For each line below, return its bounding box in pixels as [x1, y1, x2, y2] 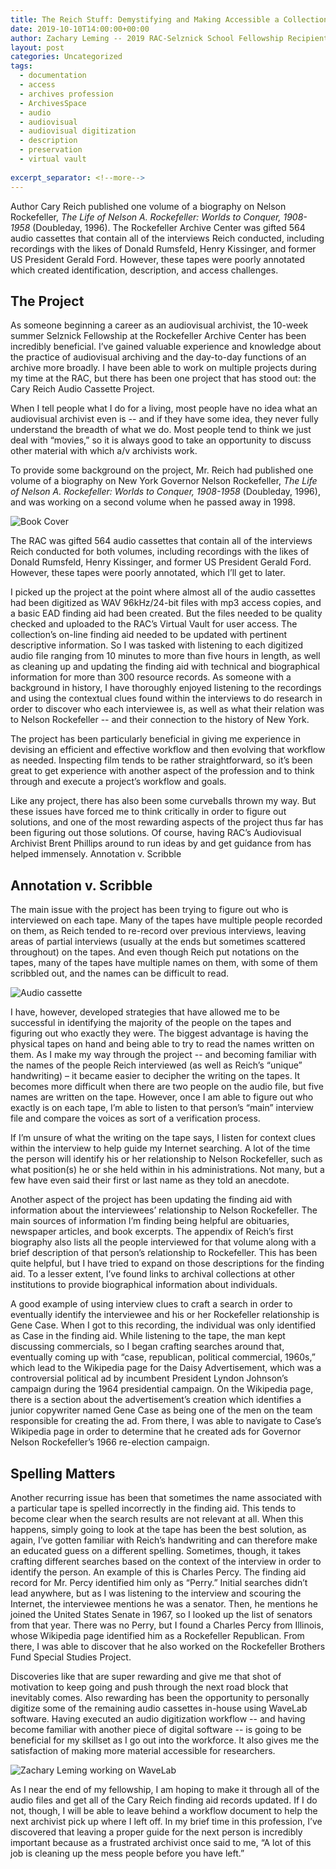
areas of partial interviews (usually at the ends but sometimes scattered [10, 936, 306, 948]
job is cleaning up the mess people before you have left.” [10, 1847, 245, 1859]
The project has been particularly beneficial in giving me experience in [10, 733, 301, 745]
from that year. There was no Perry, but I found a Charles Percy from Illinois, [10, 1619, 324, 1631]
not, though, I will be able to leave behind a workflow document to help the [10, 1804, 318, 1816]
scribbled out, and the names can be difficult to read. [10, 967, 230, 980]
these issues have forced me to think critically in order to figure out [10, 806, 287, 818]
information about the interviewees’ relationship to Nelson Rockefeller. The [10, 1204, 318, 1216]
